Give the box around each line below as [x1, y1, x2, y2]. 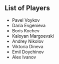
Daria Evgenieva [11, 22, 46, 28]
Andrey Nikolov [11, 38, 44, 44]
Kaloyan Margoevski [11, 33, 54, 39]
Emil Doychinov [11, 49, 44, 55]
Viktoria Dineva [11, 43, 43, 49]
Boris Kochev [11, 27, 39, 34]
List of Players [4, 4, 50, 12]
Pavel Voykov [11, 17, 40, 23]
